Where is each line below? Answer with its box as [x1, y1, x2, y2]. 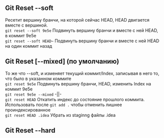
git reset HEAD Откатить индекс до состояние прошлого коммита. [5, 96, 145, 102]
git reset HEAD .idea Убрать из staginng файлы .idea [5, 112, 116, 118]
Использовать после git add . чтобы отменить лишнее [5, 102, 122, 108]
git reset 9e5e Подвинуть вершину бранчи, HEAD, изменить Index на [5, 81, 151, 86]
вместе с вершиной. [5, 22, 48, 28]
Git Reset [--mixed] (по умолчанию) [5, 57, 119, 66]
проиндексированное [5, 107, 51, 112]
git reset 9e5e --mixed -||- [5, 91, 62, 97]
